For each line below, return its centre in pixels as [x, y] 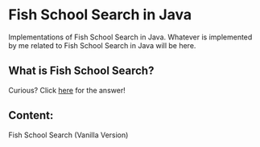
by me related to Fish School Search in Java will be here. [102, 45]
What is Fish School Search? [81, 71]
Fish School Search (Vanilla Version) [68, 135]
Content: [31, 115]
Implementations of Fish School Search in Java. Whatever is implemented [130, 37]
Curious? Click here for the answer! [67, 90]
